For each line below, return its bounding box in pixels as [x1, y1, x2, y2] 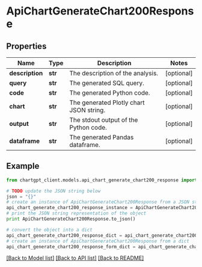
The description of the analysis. [69, 69, 158, 77]
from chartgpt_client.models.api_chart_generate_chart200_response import [6, 177, 198, 183]
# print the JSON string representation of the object [6, 210, 147, 216]
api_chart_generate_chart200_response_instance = [6, 205, 133, 211]
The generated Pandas [69, 133, 134, 141]
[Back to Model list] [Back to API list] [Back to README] [6, 254, 144, 262]
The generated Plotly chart [69, 98, 145, 107]
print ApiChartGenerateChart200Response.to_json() [6, 216, 136, 222]
